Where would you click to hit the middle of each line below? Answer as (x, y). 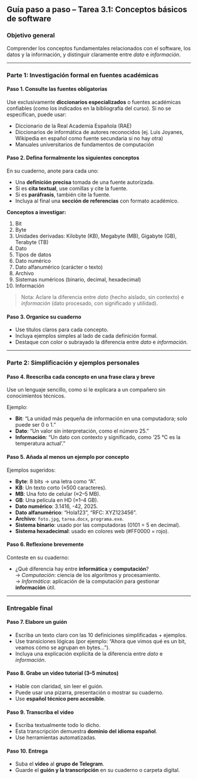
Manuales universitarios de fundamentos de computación (84, 144)
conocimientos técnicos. (36, 396)
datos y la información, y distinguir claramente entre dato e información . (94, 54)
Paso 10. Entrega (27, 751)
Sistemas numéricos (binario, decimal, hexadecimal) (78, 280)
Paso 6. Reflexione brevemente (45, 544)
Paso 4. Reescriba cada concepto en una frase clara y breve (81, 376)
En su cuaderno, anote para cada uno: (53, 171)
